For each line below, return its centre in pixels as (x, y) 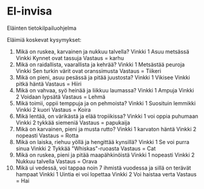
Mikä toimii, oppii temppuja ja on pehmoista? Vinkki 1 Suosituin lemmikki (106, 103)
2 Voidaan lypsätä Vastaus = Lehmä (60, 97)
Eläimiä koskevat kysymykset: (44, 40)
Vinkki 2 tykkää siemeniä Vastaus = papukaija (73, 122)
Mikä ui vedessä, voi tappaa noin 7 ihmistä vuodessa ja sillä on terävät (103, 168)
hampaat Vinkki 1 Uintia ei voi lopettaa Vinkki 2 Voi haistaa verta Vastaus (106, 174)
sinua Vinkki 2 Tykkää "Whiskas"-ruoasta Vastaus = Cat (86, 148)
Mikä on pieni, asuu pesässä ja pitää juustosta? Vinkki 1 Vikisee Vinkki (103, 77)
